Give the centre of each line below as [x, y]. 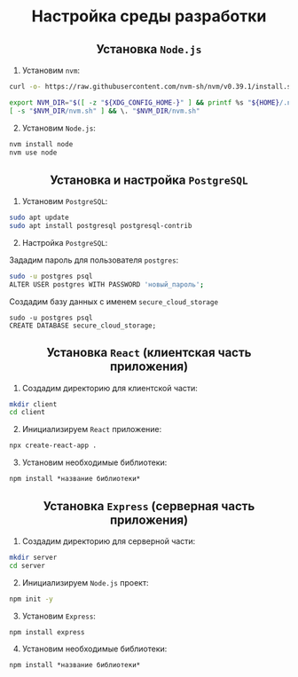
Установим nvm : [51, 70]
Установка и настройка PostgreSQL [149, 180]
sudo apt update [39, 218]
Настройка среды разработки [149, 16]
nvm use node [33, 153]
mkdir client [33, 404]
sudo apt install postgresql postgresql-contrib [101, 226]
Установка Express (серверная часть [149, 506]
